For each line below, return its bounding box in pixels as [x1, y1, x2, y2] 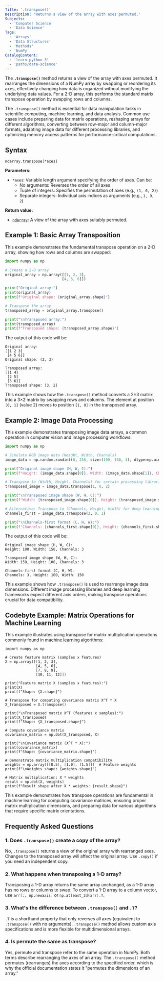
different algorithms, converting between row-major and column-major [5, 121, 147, 127]
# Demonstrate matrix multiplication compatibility [5, 758, 112, 763]
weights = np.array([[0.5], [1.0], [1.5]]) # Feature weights [5, 762, 137, 767]
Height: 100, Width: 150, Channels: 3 [5, 547, 84, 552]
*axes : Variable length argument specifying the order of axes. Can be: [12, 177, 152, 183]
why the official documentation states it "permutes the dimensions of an [5, 965, 150, 971]
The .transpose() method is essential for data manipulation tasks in [5, 106, 141, 112]
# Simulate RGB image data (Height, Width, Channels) [5, 453, 117, 457]
